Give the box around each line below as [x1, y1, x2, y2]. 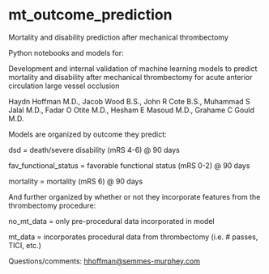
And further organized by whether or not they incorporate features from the [8, 192, 261, 201]
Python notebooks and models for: [8, 48, 124, 57]
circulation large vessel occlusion [8, 81, 120, 91]
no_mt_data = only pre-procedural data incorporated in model [8, 216, 215, 226]
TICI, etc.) [8, 240, 42, 250]
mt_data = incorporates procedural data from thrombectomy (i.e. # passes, [8, 232, 258, 242]
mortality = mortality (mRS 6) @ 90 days [8, 176, 143, 186]
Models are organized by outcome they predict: [8, 129, 168, 139]
